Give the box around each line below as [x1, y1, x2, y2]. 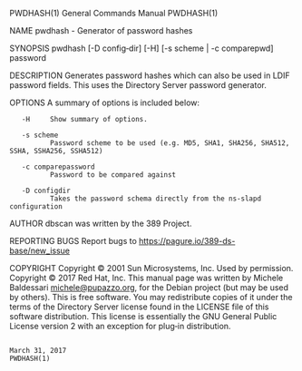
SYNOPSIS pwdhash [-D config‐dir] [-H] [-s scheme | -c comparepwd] [9, 43, 274, 54]
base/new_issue [9, 245, 71, 256]
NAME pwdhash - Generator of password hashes [9, 25, 193, 35]
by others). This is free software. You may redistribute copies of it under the [9, 292, 293, 302]
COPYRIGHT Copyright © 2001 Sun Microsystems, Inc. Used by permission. [9, 263, 294, 273]
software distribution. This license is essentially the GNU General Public [9, 311, 278, 321]
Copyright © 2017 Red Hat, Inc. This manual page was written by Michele [9, 272, 284, 283]
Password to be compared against [49, 171, 177, 180]
